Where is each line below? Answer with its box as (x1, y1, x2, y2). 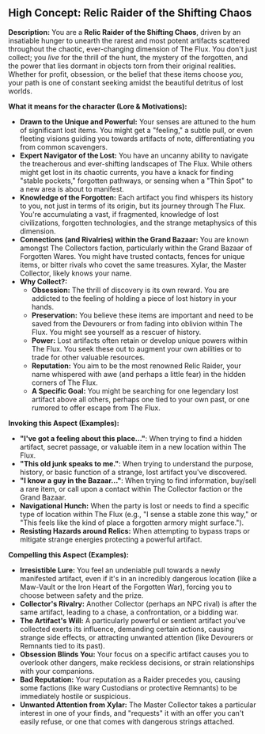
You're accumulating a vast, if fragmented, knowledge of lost (19, 209, 219, 219)
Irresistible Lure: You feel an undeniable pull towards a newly (19, 565, 221, 575)
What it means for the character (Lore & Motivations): (8, 101, 187, 111)
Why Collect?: (19, 276, 68, 286)
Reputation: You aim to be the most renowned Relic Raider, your (31, 360, 241, 371)
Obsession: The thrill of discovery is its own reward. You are (31, 285, 229, 295)
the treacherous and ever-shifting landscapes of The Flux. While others (19, 158, 253, 169)
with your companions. (19, 666, 95, 675)
